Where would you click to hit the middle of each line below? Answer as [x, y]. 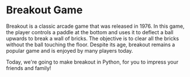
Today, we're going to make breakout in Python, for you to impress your [92, 62]
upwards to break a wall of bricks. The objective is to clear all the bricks [93, 38]
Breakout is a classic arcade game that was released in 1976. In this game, [95, 26]
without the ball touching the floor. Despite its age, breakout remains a [91, 45]
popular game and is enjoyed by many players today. [70, 50]
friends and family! [29, 68]
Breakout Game [44, 10]
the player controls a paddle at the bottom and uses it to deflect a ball [90, 32]
